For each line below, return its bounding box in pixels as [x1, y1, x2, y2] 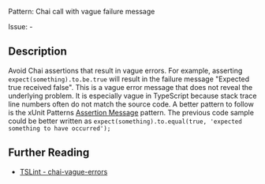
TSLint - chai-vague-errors [19, 167, 108, 176]
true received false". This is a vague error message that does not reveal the [8, 82, 253, 92]
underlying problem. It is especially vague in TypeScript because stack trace [8, 91, 257, 100]
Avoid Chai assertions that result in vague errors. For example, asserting [8, 66, 243, 75]
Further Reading [8, 146, 90, 160]
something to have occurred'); [8, 124, 111, 133]
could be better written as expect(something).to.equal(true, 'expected [8, 116, 242, 126]
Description [8, 45, 67, 58]
